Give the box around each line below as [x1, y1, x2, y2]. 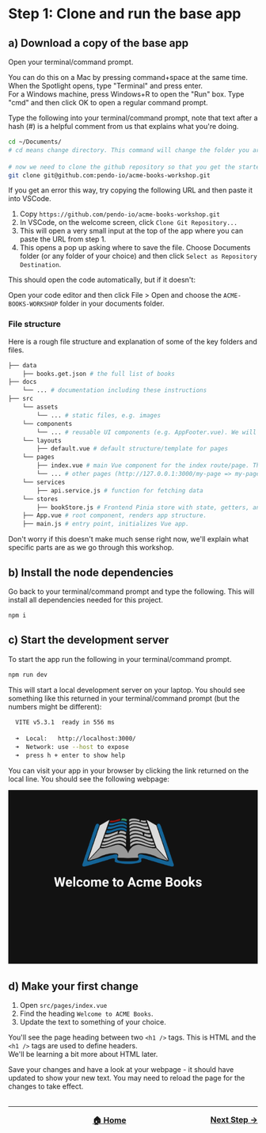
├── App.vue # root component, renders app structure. [22, 511, 207, 519]
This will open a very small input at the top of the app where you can [19, 226, 244, 236]
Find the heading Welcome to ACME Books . [19, 1009, 154, 1018]
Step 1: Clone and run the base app [8, 5, 241, 23]
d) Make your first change [8, 979, 139, 993]
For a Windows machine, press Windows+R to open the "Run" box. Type [8, 89, 245, 99]
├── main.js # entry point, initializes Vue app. [22, 520, 190, 528]
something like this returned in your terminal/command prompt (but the [8, 694, 240, 703]
